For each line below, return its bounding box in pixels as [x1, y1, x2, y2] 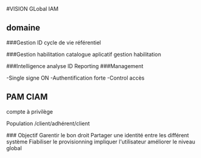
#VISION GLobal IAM [6, 5, 59, 12]
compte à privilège [6, 108, 53, 115]
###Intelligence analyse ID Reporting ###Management [6, 62, 144, 69]
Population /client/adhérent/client [6, 120, 90, 127]
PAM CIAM [6, 92, 48, 102]
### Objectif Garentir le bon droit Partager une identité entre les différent [6, 131, 189, 139]
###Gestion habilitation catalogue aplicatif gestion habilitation [6, 50, 162, 58]
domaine [6, 22, 41, 33]
